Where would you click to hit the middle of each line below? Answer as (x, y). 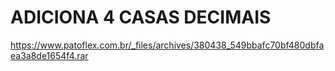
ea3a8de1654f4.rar (49, 55)
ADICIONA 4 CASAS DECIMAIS (141, 17)
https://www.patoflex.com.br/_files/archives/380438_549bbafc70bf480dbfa (167, 45)
